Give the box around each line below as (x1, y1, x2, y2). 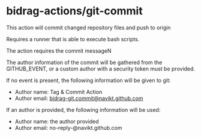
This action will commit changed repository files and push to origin (6, 24, 171, 31)
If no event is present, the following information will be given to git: (6, 77, 171, 84)
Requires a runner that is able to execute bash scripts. (6, 35, 140, 42)
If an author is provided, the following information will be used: (6, 106, 161, 113)
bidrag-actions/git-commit (6, 4, 143, 18)
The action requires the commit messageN (6, 47, 112, 54)
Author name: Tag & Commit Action (14, 88, 103, 95)
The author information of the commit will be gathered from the (6, 59, 163, 66)
